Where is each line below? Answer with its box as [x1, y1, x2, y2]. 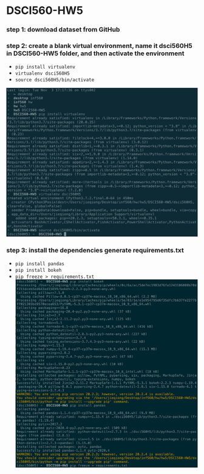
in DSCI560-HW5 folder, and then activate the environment [6, 49, 185, 58]
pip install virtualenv [15, 64, 76, 70]
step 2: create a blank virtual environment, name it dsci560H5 [6, 42, 193, 50]
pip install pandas [15, 260, 65, 267]
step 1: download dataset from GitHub [6, 25, 120, 34]
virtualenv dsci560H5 [15, 70, 70, 76]
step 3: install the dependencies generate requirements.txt [6, 246, 184, 254]
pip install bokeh [15, 267, 62, 273]
